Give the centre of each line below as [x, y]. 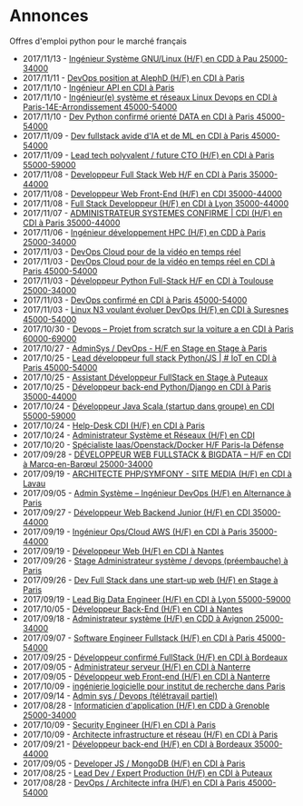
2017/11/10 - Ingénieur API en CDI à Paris [98, 87]
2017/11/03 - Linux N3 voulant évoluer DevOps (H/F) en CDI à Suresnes [156, 309]
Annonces [49, 16]
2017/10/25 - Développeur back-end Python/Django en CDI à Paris [147, 386]
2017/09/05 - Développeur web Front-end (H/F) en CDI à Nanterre [146, 676]
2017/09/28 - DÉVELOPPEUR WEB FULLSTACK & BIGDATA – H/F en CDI [157, 454]
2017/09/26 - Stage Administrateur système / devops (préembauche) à [155, 561]
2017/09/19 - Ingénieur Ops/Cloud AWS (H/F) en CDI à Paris [135, 532]
